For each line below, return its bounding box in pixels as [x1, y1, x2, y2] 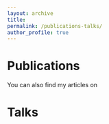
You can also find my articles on [7, 81, 98, 89]
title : [7, 16, 26, 23]
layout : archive [7, 10, 53, 17]
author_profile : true [7, 29, 69, 36]
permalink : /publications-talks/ [7, 22, 103, 29]
